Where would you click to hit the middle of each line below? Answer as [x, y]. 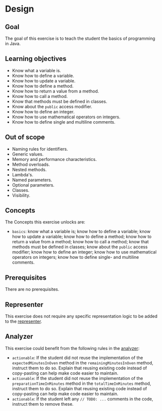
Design [20, 9]
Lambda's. [23, 174]
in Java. [13, 44]
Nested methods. [29, 169]
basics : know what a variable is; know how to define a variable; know [81, 232]
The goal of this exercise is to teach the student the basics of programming [80, 38]
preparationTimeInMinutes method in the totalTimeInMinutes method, [81, 383]
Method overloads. [31, 164]
